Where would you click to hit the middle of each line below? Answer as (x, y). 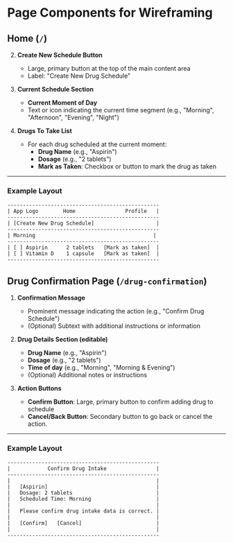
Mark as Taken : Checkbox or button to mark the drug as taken (127, 166)
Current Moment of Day (62, 103)
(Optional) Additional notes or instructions (87, 375)
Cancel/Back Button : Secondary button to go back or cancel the (120, 417)
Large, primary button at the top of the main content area (109, 68)
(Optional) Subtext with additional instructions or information (114, 326)
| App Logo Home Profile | (83, 212)
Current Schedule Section (55, 89)
